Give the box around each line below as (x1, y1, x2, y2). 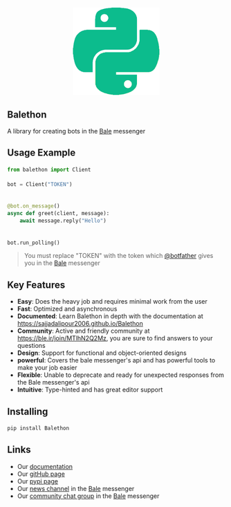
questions (17, 342, 46, 350)
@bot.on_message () (7, 203, 60, 210)
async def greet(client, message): (7, 210, 110, 217)
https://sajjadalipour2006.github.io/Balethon (17, 320, 144, 328)
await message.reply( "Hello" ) (19, 217, 107, 224)
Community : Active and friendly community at (17, 326, 150, 335)
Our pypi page (17, 477, 59, 485)
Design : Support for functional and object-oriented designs (17, 349, 187, 357)
